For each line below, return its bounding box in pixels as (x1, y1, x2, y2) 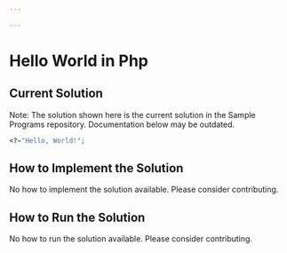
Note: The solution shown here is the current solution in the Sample (9, 109, 256, 120)
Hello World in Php (9, 51, 148, 71)
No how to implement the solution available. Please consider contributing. (9, 184, 279, 195)
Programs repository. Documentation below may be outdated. (9, 119, 235, 130)
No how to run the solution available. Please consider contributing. (9, 233, 253, 244)
